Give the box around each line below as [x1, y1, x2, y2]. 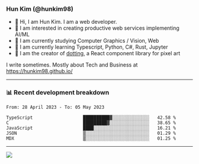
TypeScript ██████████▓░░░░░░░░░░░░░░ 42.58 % [6, 115, 176, 121]
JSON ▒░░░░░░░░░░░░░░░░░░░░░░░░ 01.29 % [6, 130, 176, 136]
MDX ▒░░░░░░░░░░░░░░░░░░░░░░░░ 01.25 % [6, 135, 176, 141]
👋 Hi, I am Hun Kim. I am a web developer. [14, 18, 117, 26]
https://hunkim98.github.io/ [6, 68, 73, 75]
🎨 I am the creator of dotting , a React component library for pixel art [14, 50, 181, 57]
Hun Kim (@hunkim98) [6, 5, 74, 13]
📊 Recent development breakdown [6, 89, 110, 97]
